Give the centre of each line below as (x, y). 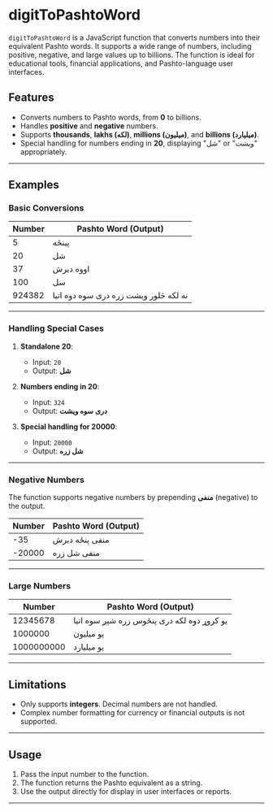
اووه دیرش (71, 269)
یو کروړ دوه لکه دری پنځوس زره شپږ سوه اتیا (150, 621)
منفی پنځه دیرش (81, 540)
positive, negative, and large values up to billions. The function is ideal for (132, 54)
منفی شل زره (76, 553)
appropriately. (43, 151)
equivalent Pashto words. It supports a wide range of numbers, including (130, 46)
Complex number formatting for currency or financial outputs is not (132, 713)
